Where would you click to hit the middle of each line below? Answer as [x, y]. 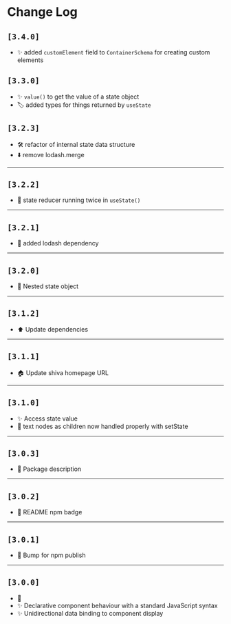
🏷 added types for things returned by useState [84, 105]
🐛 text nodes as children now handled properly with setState [102, 426]
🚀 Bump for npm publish [51, 555]
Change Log [42, 12]
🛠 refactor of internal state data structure [76, 144]
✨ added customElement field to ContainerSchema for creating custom [113, 52]
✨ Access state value [47, 419]
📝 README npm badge [49, 512]
